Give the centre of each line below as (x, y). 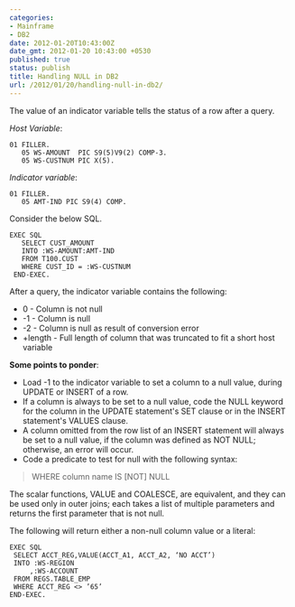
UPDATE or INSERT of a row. (75, 392)
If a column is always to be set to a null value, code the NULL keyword (153, 401)
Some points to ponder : (54, 364)
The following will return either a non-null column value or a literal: (133, 530)
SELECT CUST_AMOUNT (58, 243)
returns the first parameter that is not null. (87, 513)
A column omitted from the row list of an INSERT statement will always (153, 430)
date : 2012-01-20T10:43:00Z (62, 43)
